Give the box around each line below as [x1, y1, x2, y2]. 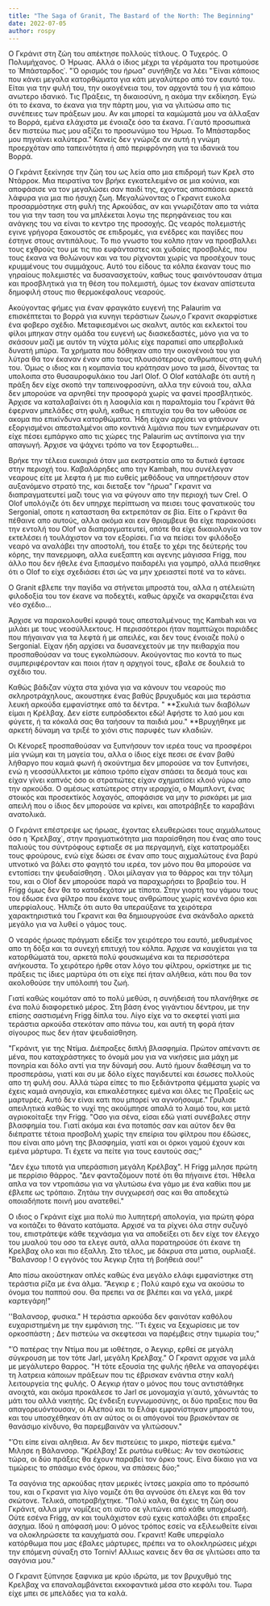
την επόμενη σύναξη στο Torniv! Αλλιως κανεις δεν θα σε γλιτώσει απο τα [8, 1547, 260, 1557]
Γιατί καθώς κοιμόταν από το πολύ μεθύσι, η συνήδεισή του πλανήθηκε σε [8, 994, 260, 1003]
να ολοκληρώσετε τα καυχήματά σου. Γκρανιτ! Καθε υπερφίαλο [8, 1530, 225, 1540]
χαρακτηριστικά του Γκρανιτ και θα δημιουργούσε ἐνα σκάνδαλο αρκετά [8, 911, 254, 920]
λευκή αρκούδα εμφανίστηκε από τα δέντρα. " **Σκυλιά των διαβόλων [8, 699, 251, 710]
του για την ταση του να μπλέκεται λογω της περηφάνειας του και [8, 211, 232, 220]
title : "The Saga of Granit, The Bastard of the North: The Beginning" [8, 11, 254, 20]
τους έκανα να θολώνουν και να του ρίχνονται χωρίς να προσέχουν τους [8, 253, 255, 263]
